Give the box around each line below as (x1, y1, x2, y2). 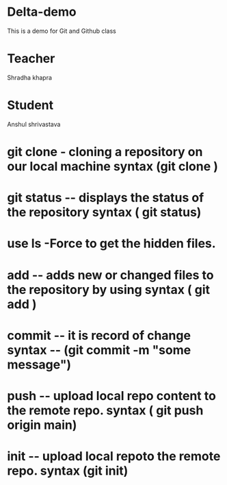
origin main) (7, 417, 77, 432)
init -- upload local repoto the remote (7, 449, 221, 464)
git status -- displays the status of (7, 190, 204, 206)
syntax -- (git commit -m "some (7, 342, 191, 358)
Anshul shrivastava (7, 120, 61, 128)
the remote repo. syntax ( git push (7, 402, 204, 418)
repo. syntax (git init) (7, 463, 129, 479)
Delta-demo (7, 4, 77, 20)
